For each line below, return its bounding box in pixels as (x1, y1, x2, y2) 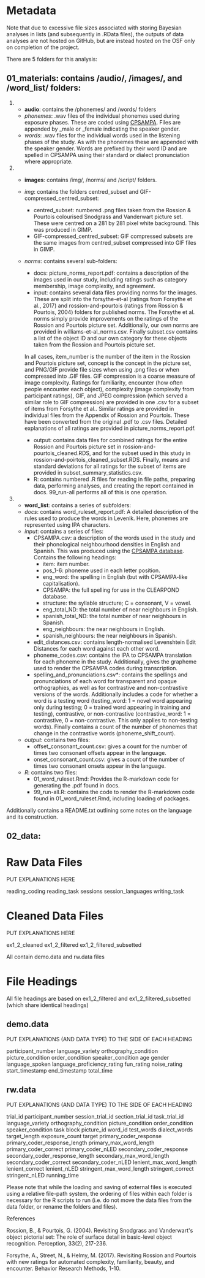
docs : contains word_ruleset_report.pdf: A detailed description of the (24, 508, 199, 515)
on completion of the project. (6, 44, 80, 51)
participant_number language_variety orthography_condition (6, 1047, 158, 1055)
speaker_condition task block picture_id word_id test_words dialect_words (6, 1126, 193, 1133)
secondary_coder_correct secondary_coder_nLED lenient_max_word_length (6, 1158, 197, 1166)
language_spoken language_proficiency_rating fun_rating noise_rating (6, 1060, 182, 1068)
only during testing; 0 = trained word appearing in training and (33, 703, 191, 711)
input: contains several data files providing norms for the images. (33, 289, 198, 296)
